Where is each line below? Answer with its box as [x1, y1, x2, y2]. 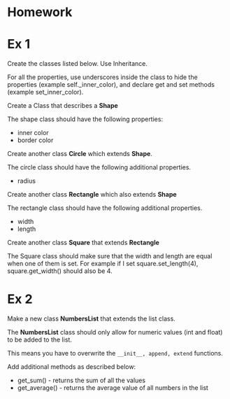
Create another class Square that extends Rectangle [7, 239, 159, 247]
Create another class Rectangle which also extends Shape [7, 190, 177, 199]
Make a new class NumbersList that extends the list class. [7, 314, 176, 323]
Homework [7, 4, 73, 20]
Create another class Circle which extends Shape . [7, 150, 152, 158]
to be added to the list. [7, 335, 72, 344]
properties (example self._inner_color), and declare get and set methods [7, 80, 215, 89]
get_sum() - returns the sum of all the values [17, 376, 145, 385]
